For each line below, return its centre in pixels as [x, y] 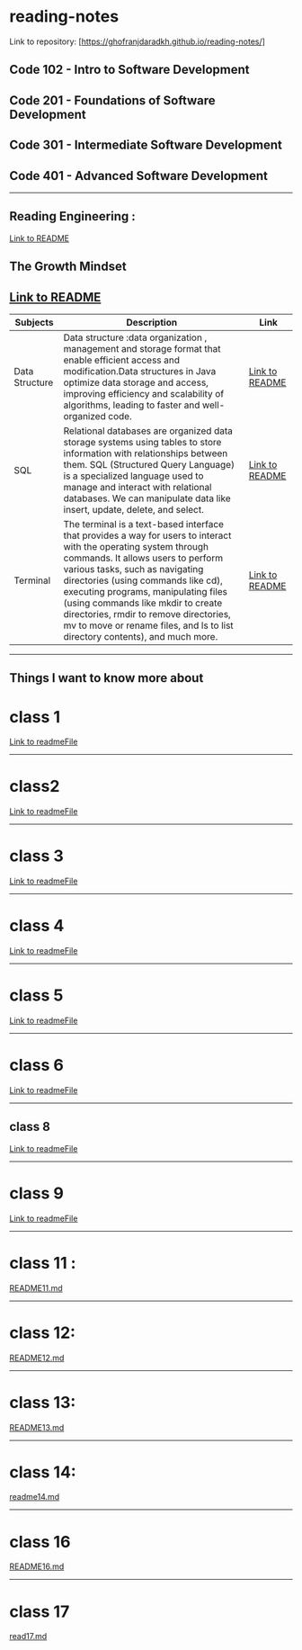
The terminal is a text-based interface [144, 524]
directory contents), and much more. [141, 636]
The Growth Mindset [68, 267]
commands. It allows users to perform [143, 558]
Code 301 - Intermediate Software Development [146, 145]
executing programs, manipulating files [145, 591]
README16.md [37, 1566]
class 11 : [43, 1263]
